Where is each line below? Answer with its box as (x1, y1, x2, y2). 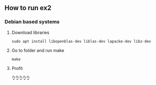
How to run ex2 (4, 4, 52, 12)
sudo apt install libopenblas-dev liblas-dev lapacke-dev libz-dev (11, 39, 151, 44)
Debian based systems (4, 18, 60, 25)
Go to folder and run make (11, 47, 64, 53)
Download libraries (11, 29, 50, 35)
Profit (11, 65, 23, 71)
